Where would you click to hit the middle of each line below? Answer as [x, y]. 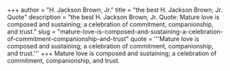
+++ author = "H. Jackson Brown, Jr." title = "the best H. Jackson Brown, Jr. [115, 10]
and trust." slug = [32, 31]
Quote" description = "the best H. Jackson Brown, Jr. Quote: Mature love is [113, 17]
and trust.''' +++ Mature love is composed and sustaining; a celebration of [112, 53]
